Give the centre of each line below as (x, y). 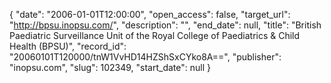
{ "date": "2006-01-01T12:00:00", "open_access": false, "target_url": (150, 14)
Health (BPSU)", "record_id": (68, 46)
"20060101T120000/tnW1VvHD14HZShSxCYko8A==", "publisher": (145, 57)
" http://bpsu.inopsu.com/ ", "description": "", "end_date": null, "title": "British (165, 25)
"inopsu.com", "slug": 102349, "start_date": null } (110, 67)
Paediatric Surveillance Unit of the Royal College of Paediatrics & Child (155, 35)
